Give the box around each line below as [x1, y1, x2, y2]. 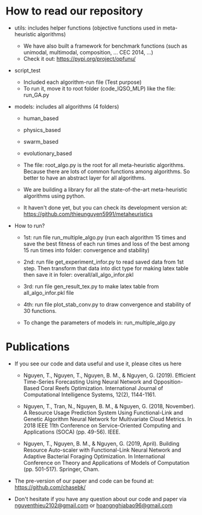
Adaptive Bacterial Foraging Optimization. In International [23, 452, 165, 460]
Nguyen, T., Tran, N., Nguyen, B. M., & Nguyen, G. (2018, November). [23, 402, 195, 409]
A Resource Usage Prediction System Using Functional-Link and [23, 409, 183, 416]
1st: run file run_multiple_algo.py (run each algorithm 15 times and [23, 233, 186, 241]
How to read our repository [5, 4, 144, 18]
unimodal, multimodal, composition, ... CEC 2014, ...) [23, 48, 154, 55]
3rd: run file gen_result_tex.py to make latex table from [23, 282, 159, 290]
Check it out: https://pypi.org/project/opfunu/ [23, 55, 136, 62]
